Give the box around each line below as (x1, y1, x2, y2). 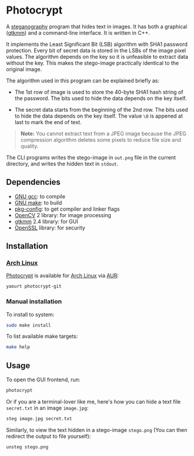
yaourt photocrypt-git (6, 284, 62, 289)
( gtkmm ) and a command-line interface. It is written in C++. (6, 29, 150, 36)
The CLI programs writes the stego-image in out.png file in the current (6, 154, 176, 161)
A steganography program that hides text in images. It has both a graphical (6, 23, 188, 30)
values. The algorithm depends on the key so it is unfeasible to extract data (6, 53, 189, 60)
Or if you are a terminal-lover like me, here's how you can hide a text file (6, 398, 181, 405)
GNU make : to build (14, 199, 62, 206)
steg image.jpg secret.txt (6, 416, 72, 422)
